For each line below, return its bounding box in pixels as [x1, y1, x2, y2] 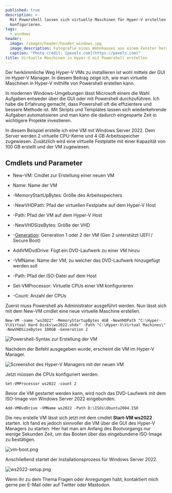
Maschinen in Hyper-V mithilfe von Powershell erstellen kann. [5, 80, 135, 86]
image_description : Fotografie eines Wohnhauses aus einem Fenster [10, 46, 157, 51]
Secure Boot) [12, 237, 41, 244]
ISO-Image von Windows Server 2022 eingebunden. [5, 396, 116, 402]
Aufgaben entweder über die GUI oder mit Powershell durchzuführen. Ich [5, 96, 160, 102]
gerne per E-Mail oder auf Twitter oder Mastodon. [5, 482, 111, 488]
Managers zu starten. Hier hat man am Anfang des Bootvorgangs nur [5, 426, 151, 432]
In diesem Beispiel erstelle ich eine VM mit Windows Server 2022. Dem [5, 127, 155, 134]
